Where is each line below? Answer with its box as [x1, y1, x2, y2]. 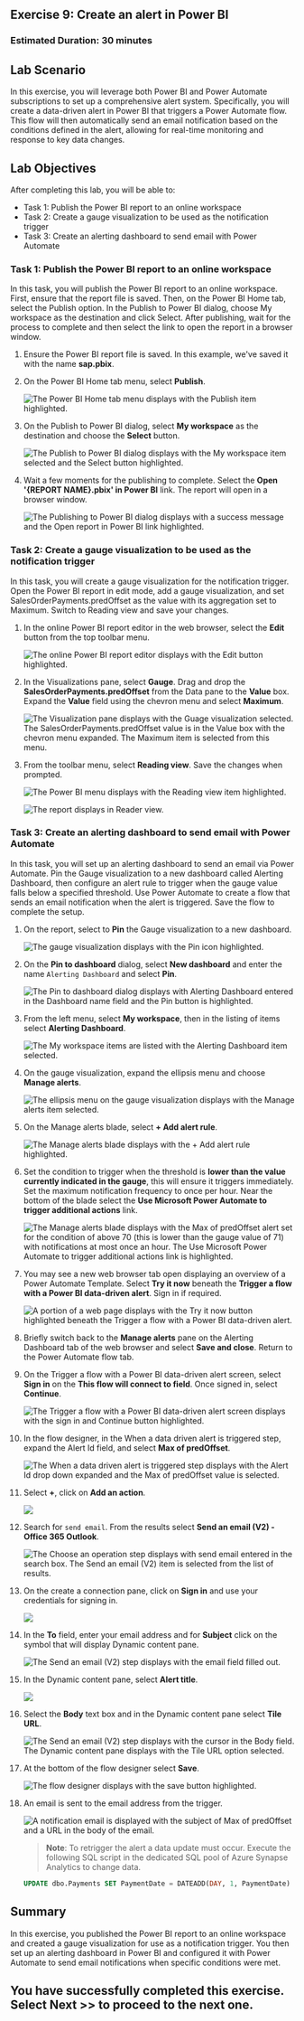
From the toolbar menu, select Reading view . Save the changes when [23, 759, 283, 770]
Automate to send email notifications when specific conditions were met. [10, 1957, 281, 1968]
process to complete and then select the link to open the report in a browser [10, 322, 293, 333]
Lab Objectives [10, 160, 97, 175]
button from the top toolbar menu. [23, 632, 150, 643]
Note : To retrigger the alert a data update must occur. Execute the [45, 1842, 291, 1853]
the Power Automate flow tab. [23, 1351, 134, 1362]
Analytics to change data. [45, 1861, 142, 1872]
